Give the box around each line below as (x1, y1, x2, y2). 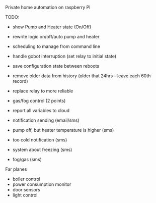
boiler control (12, 176, 40, 182)
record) (12, 78, 29, 84)
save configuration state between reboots (12, 63, 100, 69)
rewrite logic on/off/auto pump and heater (12, 34, 100, 39)
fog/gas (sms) (12, 157, 42, 162)
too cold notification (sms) (12, 137, 67, 143)
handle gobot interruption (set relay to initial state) (12, 53, 117, 59)
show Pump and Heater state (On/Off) (12, 24, 92, 30)
